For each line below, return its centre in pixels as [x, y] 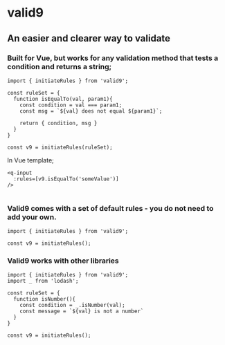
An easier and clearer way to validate [89, 38]
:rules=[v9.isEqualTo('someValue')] [66, 179]
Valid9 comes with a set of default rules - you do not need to [110, 208]
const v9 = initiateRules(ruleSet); [60, 147]
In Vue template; [30, 160]
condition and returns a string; [60, 66]
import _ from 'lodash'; [43, 281]
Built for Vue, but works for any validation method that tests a [113, 58]
